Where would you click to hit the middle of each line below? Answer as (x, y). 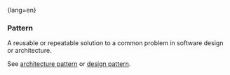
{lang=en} (22, 10)
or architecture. (29, 51)
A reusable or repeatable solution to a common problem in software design (115, 43)
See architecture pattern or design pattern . (69, 64)
